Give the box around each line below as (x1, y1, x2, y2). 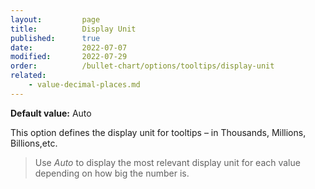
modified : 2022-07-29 (10, 52, 128, 62)
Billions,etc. (10, 137, 58, 149)
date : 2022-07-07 (10, 42, 128, 53)
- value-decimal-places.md (28, 80, 141, 90)
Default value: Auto (10, 107, 92, 119)
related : (10, 71, 47, 81)
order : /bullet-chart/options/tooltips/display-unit (10, 61, 275, 71)
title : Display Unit (10, 24, 137, 34)
